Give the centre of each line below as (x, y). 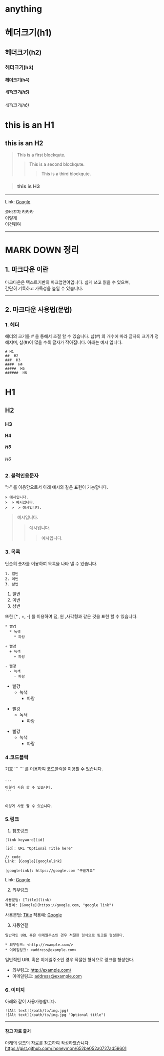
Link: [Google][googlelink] (34, 861)
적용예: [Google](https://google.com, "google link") (59, 905)
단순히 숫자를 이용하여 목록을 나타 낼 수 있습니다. (51, 563)
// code (13, 857)
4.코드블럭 (17, 757)
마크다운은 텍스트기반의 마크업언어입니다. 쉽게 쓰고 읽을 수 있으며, (68, 282)
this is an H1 (30, 125)
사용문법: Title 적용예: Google (33, 915)
